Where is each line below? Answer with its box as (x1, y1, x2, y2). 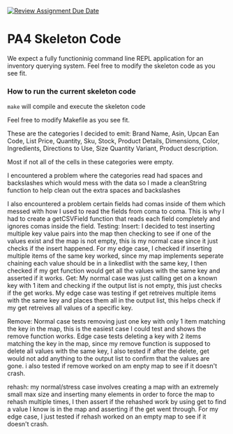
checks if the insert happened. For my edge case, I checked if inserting (7, 245, 212, 253)
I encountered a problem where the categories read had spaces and (7, 171, 203, 180)
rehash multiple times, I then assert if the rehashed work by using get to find (7, 398, 227, 406)
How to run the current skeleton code (7, 86, 136, 96)
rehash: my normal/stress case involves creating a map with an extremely (7, 383, 219, 391)
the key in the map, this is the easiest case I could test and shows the (7, 325, 207, 333)
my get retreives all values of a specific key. (7, 304, 133, 312)
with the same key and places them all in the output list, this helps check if (7, 296, 221, 305)
